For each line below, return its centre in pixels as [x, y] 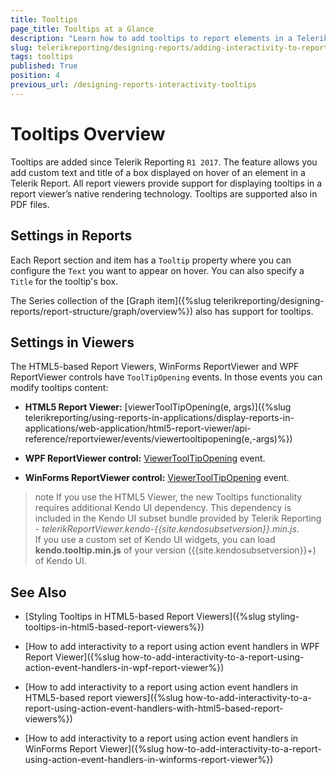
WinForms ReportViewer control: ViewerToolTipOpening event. [157, 478]
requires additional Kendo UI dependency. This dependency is [163, 508]
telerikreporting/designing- [269, 300]
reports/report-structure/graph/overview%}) [101, 311]
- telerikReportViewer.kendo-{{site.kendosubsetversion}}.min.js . [167, 529]
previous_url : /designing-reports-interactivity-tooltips [133, 85]
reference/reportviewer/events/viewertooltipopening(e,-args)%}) [158, 439]
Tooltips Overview [88, 133]
